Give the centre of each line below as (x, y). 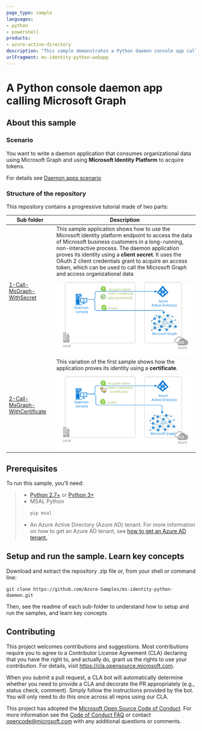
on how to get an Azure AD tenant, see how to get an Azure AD (108, 531)
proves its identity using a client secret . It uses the (119, 254)
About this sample (41, 123)
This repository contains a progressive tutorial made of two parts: (87, 206)
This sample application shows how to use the (113, 229)
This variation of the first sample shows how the (115, 362)
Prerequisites (32, 469)
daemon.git (20, 595)
